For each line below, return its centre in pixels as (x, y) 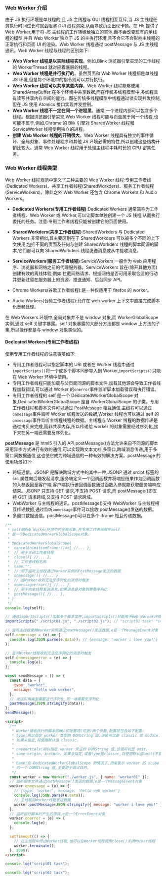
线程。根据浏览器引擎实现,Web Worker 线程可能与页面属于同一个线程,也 (85, 117)
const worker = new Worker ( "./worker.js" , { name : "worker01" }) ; (79, 777)
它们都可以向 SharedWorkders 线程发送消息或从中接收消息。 (80, 250)
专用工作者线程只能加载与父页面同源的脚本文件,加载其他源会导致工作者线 (86, 383)
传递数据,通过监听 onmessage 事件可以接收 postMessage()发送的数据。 (86, 509)
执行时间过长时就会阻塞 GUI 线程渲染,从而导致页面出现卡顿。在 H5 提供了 (84, 26)
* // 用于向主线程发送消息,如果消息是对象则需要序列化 (57, 590)
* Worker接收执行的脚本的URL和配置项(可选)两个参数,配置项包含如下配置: (78, 731)
